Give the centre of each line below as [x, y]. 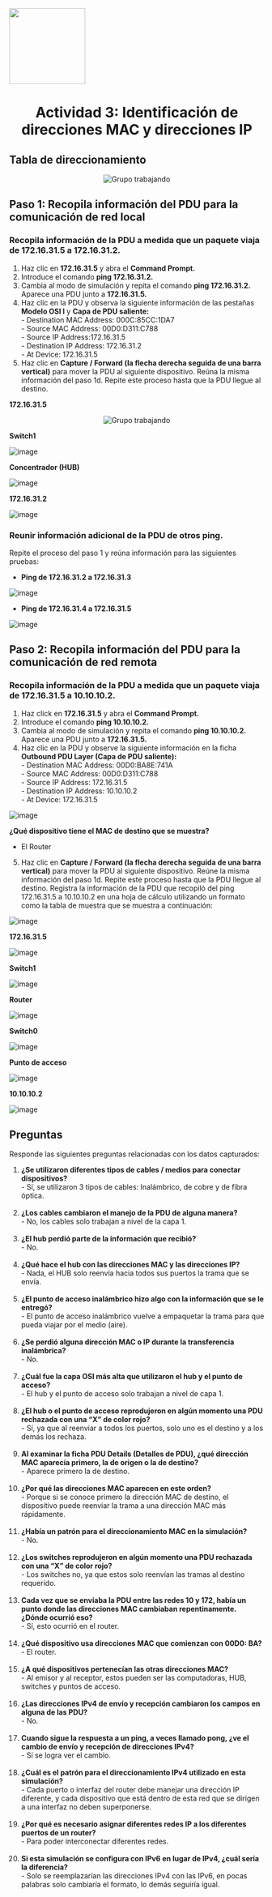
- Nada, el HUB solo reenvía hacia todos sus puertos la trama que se [135, 1273]
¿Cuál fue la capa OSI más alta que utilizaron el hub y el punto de [132, 1377]
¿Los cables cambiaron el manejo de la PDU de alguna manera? [129, 1213]
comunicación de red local [77, 218]
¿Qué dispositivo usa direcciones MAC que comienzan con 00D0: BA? [141, 1643]
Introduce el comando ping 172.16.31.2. [87, 276]
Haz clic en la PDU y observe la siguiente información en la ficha [129, 748]
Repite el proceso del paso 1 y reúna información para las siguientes [123, 553]
